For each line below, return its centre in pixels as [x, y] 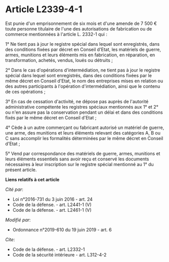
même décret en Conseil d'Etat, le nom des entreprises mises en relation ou [84, 81]
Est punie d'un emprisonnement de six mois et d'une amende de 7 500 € [81, 23]
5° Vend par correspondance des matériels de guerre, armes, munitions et [83, 153]
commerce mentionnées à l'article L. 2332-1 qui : [56, 34]
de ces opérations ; [25, 91]
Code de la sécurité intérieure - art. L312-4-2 [59, 254]
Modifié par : [18, 220]
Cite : [10, 239]
